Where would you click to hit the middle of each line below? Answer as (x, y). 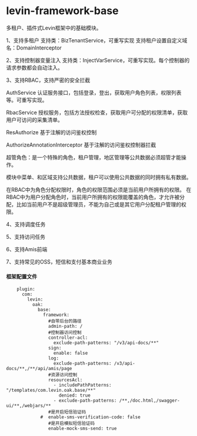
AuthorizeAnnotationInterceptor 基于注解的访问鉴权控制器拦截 (81, 145)
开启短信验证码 (71, 412)
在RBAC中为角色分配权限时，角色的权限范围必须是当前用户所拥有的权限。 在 (99, 189)
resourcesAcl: (65, 380)
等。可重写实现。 (27, 100)
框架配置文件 (21, 276)
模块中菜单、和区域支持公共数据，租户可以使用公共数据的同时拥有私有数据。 (99, 177)
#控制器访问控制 (65, 333)
